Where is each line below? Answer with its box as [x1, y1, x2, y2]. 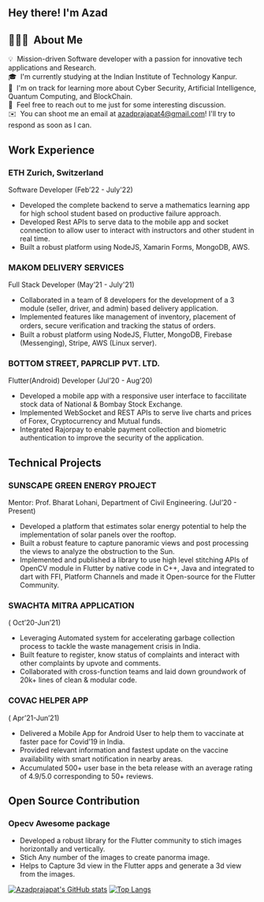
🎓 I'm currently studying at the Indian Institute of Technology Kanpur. [8, 72, 238, 81]
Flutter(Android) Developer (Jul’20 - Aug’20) [8, 376, 153, 386]
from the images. [19, 870, 76, 879]
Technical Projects [8, 456, 102, 470]
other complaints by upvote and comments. [19, 659, 162, 668]
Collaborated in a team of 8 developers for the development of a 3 [19, 296, 235, 305]
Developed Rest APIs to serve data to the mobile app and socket [19, 217, 229, 226]
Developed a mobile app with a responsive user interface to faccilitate [19, 391, 247, 401]
